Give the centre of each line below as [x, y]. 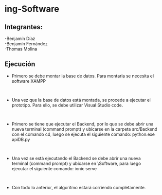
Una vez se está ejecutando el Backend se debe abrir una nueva [76, 158]
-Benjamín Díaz [20, 38]
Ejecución [20, 64]
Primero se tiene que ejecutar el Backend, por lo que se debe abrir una [82, 124]
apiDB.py [21, 139]
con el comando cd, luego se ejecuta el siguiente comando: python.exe [83, 134]
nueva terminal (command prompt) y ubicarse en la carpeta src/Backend [84, 129]
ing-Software [32, 9]
